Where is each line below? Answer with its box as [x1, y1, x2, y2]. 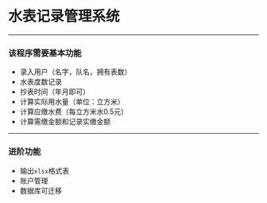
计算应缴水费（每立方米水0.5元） [19, 107, 129, 116]
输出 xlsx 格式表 [19, 166, 70, 175]
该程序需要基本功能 [8, 47, 82, 58]
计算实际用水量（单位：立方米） [19, 97, 125, 107]
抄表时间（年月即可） [19, 87, 90, 96]
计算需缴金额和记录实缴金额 [19, 117, 111, 127]
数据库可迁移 [19, 185, 62, 195]
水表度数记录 [19, 77, 62, 87]
